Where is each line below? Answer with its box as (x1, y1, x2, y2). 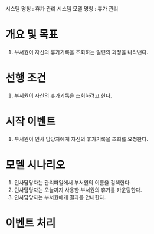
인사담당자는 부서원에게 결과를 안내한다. (14, 193, 106, 200)
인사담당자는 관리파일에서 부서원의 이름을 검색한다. (14, 179, 131, 186)
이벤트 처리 (5, 216, 56, 230)
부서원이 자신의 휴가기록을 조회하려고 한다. (14, 92, 113, 99)
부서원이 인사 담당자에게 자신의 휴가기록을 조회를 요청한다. (14, 135, 149, 143)
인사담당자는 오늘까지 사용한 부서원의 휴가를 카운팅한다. (14, 186, 142, 193)
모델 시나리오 (5, 159, 65, 172)
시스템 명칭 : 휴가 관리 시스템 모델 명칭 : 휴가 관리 (5, 5, 119, 12)
